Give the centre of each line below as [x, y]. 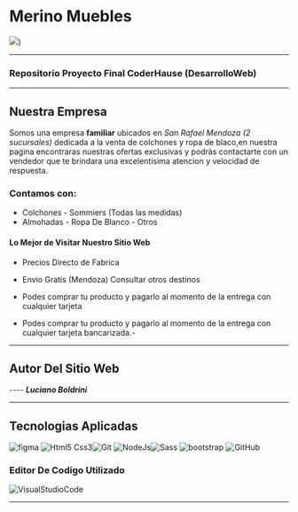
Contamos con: [43, 193]
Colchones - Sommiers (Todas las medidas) [102, 213]
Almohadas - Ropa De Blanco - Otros [90, 222]
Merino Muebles [71, 16]
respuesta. [29, 171]
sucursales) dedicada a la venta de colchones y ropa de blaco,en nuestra [143, 143]
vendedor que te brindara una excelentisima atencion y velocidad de [134, 161]
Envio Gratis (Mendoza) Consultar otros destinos [111, 279]
